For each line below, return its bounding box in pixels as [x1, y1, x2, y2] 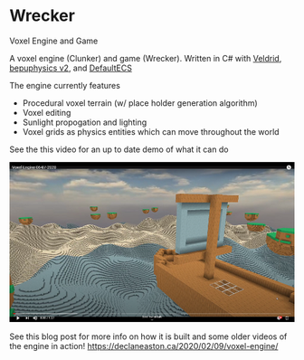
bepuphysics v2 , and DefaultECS [9, 62, 133, 73]
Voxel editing [22, 107, 71, 118]
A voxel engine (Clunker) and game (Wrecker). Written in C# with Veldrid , [9, 52, 282, 63]
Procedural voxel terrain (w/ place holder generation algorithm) [22, 97, 258, 109]
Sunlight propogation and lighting [22, 117, 147, 128]
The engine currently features [9, 80, 120, 90]
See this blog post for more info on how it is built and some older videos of [9, 331, 288, 342]
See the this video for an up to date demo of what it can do [9, 144, 229, 155]
